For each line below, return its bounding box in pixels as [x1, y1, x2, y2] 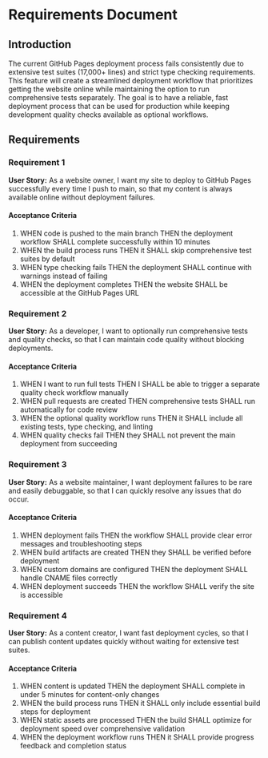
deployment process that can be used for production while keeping [8, 102, 230, 111]
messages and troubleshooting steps [19, 538, 142, 548]
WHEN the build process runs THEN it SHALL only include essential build [19, 699, 261, 708]
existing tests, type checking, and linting [19, 422, 154, 432]
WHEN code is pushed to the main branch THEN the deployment [19, 228, 234, 238]
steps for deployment [19, 707, 91, 716]
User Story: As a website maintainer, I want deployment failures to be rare [8, 477, 253, 486]
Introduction [8, 38, 72, 51]
